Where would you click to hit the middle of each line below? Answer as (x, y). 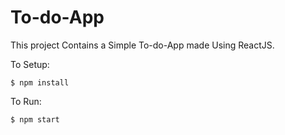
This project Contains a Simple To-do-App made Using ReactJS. (142, 45)
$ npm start (35, 119)
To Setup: (30, 64)
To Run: (26, 101)
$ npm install (40, 82)
